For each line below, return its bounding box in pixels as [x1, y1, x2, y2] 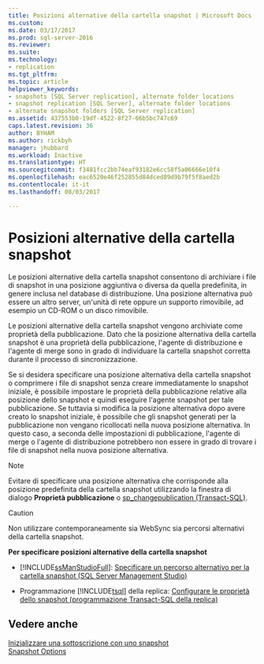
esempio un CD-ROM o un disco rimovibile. [8, 305, 149, 315]
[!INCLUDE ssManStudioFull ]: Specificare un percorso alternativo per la [19, 562, 250, 572]
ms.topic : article [8, 77, 69, 85]
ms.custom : [8, 19, 44, 27]
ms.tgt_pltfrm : [8, 70, 58, 78]
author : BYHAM [8, 129, 55, 137]
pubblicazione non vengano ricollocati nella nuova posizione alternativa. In [8, 420, 251, 429]
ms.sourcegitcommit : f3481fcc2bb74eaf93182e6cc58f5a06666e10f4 [8, 166, 221, 174]
